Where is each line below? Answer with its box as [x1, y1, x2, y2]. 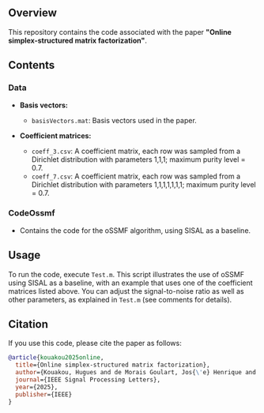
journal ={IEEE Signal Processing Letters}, [15, 376, 160, 384]
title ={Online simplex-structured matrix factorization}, [15, 361, 211, 370]
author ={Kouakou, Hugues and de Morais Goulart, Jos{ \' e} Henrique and [15, 369, 257, 377]
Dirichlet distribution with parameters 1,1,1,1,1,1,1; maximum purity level [31, 179, 256, 189]
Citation [8, 317, 49, 331]
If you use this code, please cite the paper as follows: [8, 339, 182, 348]
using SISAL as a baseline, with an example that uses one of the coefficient [8, 278, 253, 287]
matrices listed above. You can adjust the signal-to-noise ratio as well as [8, 286, 244, 295]
